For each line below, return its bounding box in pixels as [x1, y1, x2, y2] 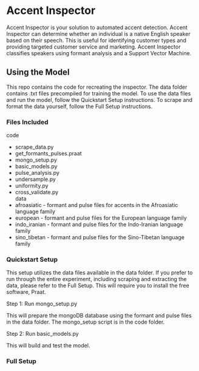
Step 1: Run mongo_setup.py [6, 300, 78, 307]
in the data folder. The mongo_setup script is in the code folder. [6, 318, 165, 325]
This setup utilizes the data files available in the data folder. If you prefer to [6, 269, 193, 276]
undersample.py [15, 175, 56, 183]
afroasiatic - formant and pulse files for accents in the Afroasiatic [15, 202, 178, 209]
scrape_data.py [15, 143, 54, 151]
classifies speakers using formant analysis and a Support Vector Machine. [6, 49, 192, 56]
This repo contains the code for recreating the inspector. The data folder [6, 83, 187, 90]
